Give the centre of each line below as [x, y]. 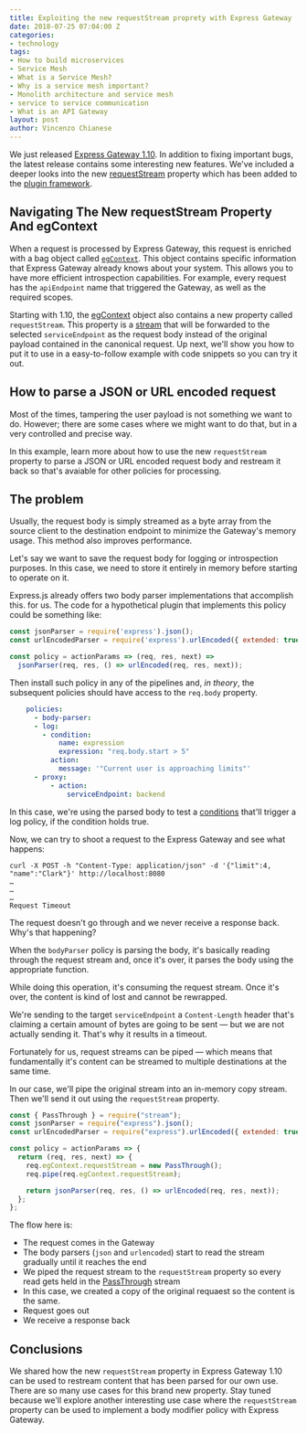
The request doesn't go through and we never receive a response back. [145, 922]
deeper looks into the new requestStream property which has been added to [153, 174]
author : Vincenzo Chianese [61, 129]
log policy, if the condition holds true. [79, 821]
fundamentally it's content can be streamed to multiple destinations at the [148, 1061]
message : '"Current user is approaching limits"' [154, 769]
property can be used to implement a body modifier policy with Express [144, 1410]
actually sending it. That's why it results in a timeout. [108, 1034]
